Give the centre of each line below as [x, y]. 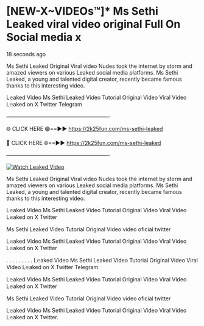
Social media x [44, 37]
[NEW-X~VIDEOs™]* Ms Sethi [82, 11]
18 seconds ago [26, 54]
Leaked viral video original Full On [93, 24]
